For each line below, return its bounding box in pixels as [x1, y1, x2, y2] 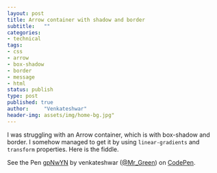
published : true [7, 99, 53, 106]
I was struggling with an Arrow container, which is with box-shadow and [7, 131, 210, 139]
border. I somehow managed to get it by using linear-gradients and [7, 137, 200, 146]
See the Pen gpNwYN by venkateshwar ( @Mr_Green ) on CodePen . [7, 158, 196, 166]
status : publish [7, 86, 53, 93]
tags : [7, 42, 23, 49]
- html [7, 80, 26, 87]
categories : [7, 29, 41, 36]
